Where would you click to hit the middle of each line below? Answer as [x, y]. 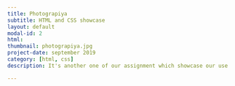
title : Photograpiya [38, 14]
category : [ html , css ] [40, 59]
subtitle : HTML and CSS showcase [56, 20]
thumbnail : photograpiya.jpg [50, 46]
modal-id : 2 [25, 33]
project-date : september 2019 [52, 53]
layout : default [31, 27]
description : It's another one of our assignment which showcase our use [118, 66]
